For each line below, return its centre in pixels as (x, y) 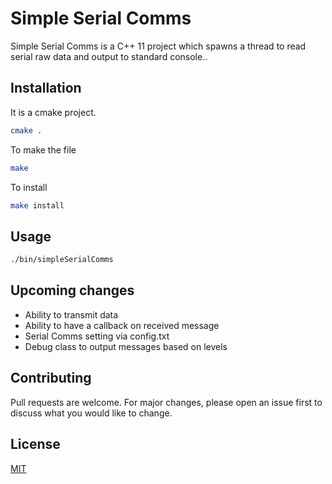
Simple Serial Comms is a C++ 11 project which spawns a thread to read (158, 46)
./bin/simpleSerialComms (62, 260)
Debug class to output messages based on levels (126, 346)
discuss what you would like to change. (91, 413)
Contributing (51, 378)
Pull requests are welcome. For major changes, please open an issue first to (166, 402)
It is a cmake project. (53, 112)
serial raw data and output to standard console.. (109, 56)
